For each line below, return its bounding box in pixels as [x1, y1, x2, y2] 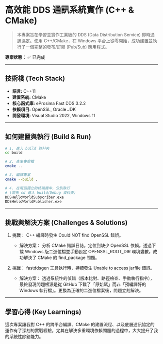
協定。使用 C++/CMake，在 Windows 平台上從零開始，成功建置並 [21, 37, 153, 44]
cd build [5, 150, 23, 155]
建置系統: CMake [12, 94, 46, 100]
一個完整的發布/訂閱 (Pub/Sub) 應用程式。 [25, 44, 110, 50]
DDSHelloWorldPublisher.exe [5, 199, 62, 204]
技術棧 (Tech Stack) [5, 74, 65, 83]
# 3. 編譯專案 [5, 172, 31, 177]
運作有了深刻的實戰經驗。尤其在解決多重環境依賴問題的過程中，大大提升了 [5, 327, 154, 333]
